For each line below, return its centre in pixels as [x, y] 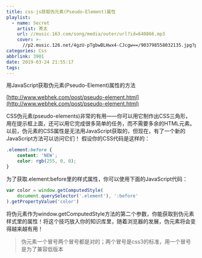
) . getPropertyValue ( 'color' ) [43, 202]
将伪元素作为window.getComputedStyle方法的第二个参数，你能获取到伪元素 [100, 214]
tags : [13, 67]
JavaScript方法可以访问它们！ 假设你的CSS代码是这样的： [78, 139]
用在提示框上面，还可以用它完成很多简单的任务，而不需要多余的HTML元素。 [101, 124]
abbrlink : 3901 [25, 56]
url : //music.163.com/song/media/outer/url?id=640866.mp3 [91, 34]
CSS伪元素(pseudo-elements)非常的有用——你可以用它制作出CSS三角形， [99, 116]
